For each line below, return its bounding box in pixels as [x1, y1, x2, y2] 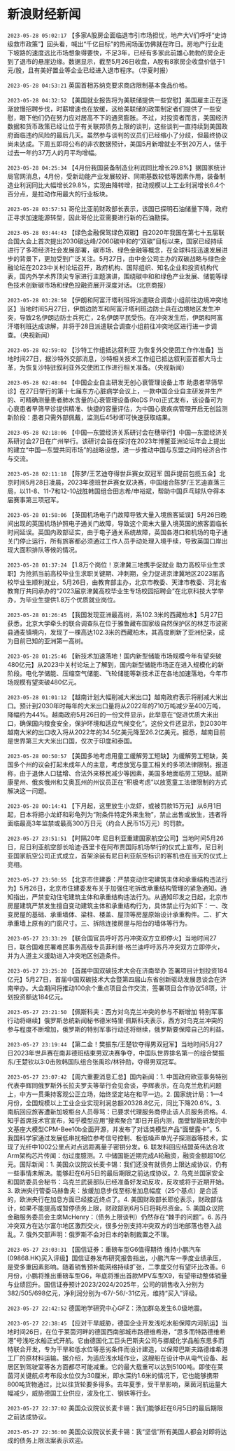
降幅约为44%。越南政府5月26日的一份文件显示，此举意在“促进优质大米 [7, 710, 213, 719]
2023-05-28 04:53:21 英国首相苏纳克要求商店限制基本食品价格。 [7, 81, 191, 89]
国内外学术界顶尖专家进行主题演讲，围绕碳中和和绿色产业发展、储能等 [19, 271, 222, 281]
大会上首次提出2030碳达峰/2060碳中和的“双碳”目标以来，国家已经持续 [19, 236, 224, 245]
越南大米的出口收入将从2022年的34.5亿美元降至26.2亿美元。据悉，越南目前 [7, 727, 226, 736]
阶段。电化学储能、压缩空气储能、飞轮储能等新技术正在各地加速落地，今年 [7, 669, 222, 677]
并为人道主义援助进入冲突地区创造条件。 [7, 951, 124, 959]
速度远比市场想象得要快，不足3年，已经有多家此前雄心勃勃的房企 [31, 48, 220, 57]
